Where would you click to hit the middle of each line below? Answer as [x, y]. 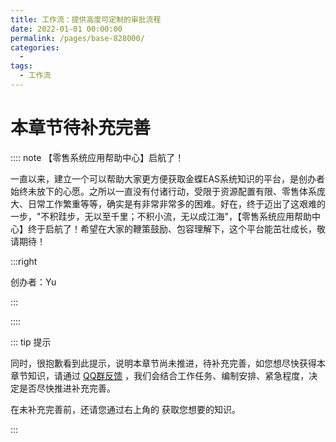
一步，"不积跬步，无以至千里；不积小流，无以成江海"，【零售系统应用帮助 [161, 216]
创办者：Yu [33, 282]
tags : [21, 66]
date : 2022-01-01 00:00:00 [66, 29]
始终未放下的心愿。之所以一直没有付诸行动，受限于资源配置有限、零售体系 [163, 191]
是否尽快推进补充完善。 [67, 388]
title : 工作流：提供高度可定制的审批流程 [86, 19]
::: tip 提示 [31, 342]
